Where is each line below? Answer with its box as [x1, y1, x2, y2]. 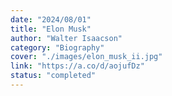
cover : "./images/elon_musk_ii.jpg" [10, 52, 163, 62]
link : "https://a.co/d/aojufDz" [10, 61, 145, 71]
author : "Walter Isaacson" [10, 33, 123, 43]
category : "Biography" [10, 42, 105, 53]
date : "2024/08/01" [10, 14, 92, 25]
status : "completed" [10, 71, 97, 81]
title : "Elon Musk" [10, 24, 92, 34]
